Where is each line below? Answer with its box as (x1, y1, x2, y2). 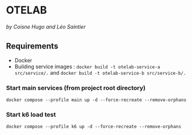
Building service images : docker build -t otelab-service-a (14, 63, 160, 70)
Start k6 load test (6, 110, 57, 119)
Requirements (6, 41, 58, 51)
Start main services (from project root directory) (6, 84, 146, 92)
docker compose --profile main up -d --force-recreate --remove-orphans (6, 97, 187, 103)
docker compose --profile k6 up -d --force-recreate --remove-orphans (6, 124, 181, 130)
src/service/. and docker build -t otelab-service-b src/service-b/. (14, 69, 187, 76)
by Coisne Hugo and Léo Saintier (6, 23, 86, 30)
